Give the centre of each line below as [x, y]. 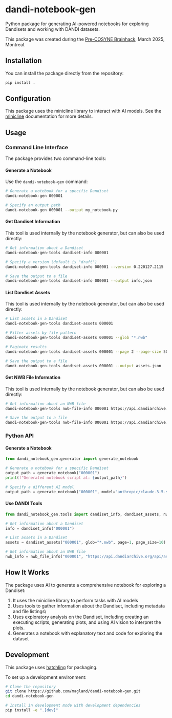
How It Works [27, 573]
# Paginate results [26, 347]
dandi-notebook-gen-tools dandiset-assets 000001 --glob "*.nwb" [76, 338]
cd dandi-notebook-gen [29, 696]
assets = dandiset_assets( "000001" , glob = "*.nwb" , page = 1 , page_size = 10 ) [86, 543]
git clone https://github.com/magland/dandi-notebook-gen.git [73, 691]
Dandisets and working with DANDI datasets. [52, 29]
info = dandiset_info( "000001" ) [40, 528]
